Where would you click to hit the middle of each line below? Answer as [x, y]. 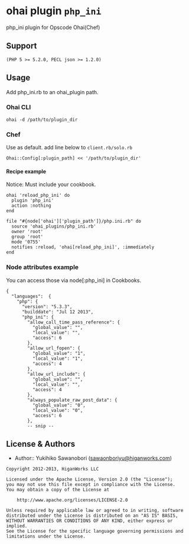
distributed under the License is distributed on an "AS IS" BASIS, [92, 516]
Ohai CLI [19, 107]
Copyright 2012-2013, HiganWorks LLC [53, 469]
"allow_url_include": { [56, 374]
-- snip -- [41, 426]
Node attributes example [42, 267]
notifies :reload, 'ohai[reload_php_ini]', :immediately [83, 247]
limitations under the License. [46, 537]
